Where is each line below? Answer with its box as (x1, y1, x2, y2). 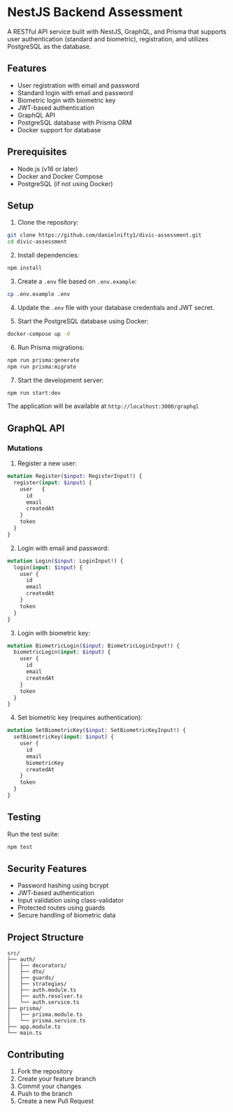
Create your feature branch (17, 1075, 97, 1083)
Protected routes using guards (17, 903, 106, 912)
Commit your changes (17, 1082, 82, 1090)
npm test (7, 843, 33, 850)
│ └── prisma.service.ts (7, 1018, 86, 1025)
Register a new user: (17, 459, 77, 467)
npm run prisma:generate (7, 356, 80, 364)
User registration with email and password (17, 81, 140, 90)
